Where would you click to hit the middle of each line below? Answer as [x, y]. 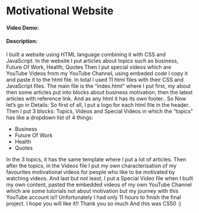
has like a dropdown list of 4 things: [50, 117]
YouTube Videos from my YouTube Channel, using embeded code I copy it [97, 73]
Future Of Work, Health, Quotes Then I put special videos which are [89, 67]
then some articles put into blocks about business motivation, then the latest [99, 92]
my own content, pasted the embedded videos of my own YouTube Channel [99, 185]
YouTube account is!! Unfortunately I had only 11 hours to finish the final [94, 197]
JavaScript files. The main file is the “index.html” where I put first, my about [99, 86]
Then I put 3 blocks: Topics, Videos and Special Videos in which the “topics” [99, 111]
